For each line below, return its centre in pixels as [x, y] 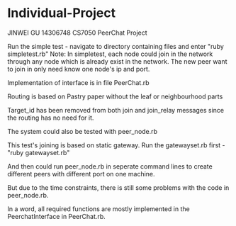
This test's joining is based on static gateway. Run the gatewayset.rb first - [116, 145]
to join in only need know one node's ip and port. [79, 69]
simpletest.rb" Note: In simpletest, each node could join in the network [110, 54]
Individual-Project [61, 13]
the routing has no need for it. [51, 118]
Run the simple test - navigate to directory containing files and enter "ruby [116, 46]
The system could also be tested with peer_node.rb [83, 131]
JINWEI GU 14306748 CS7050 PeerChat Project [77, 33]
